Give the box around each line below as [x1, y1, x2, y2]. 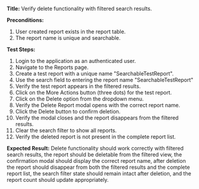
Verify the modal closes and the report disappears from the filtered [15, 114, 179, 121]
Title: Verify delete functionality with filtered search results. [7, 5, 152, 12]
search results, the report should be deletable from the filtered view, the [7, 151, 182, 158]
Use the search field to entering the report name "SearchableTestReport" [15, 77, 194, 83]
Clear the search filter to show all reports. [15, 127, 117, 134]
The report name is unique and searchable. [15, 34, 121, 41]
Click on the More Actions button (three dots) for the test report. [15, 89, 172, 96]
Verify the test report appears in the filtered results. [15, 83, 141, 90]
